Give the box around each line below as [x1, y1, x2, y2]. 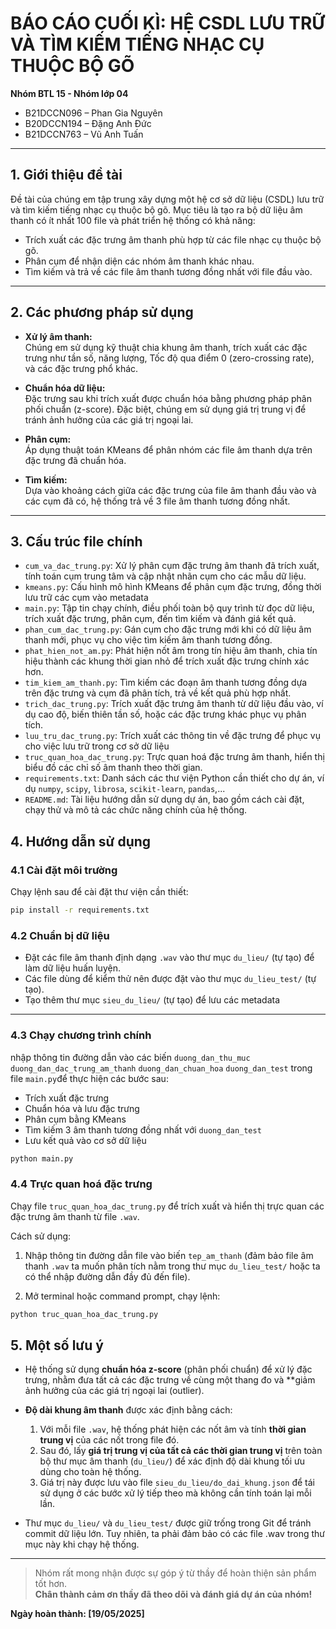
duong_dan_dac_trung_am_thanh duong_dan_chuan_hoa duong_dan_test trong [10, 1062, 313, 1074]
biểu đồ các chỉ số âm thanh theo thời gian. [24, 762, 203, 774]
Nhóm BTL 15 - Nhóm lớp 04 [10, 87, 129, 99]
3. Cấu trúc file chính [10, 533, 143, 550]
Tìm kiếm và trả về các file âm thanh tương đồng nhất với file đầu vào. [24, 265, 313, 277]
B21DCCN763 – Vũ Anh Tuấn [24, 128, 144, 140]
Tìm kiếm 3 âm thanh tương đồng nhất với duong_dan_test [24, 1123, 262, 1136]
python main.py [10, 1153, 74, 1164]
